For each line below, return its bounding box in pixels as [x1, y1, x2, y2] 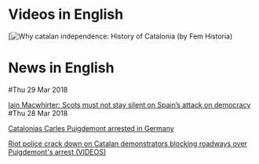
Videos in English [8, 5, 124, 24]
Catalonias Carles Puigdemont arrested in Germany [8, 123, 174, 133]
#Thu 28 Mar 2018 [8, 108, 68, 118]
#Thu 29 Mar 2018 [8, 85, 68, 94]
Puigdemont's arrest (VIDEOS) [8, 147, 107, 156]
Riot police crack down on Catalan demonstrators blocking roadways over [8, 139, 247, 148]
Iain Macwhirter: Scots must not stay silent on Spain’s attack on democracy [8, 100, 251, 109]
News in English [8, 59, 115, 77]
